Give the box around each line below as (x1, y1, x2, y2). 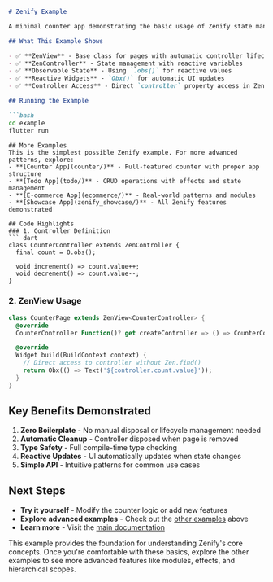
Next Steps (8, 484, 66, 497)
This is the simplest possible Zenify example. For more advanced (8, 148, 238, 156)
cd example (8, 119, 45, 127)
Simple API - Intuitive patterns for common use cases (19, 460, 201, 470)
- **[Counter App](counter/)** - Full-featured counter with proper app (8, 163, 260, 171)
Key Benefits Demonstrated (8, 404, 152, 418)
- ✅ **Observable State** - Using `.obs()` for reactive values (8, 67, 232, 75)
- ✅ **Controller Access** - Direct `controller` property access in (8, 82, 250, 90)
